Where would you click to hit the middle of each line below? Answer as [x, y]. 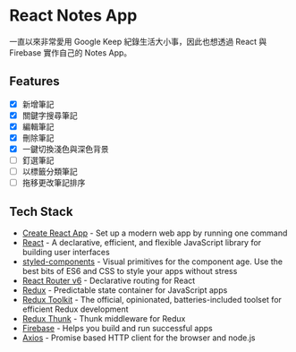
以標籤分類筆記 [50, 172]
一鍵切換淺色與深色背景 [65, 149]
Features [34, 82]
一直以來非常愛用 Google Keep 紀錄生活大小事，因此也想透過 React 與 [138, 41]
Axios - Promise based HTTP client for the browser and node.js [139, 338]
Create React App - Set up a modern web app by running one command [155, 233]
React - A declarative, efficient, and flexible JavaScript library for [142, 243]
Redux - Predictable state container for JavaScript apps [125, 290]
